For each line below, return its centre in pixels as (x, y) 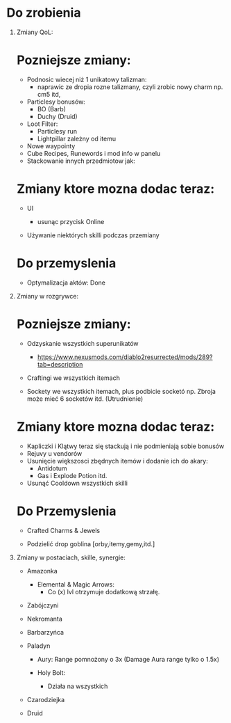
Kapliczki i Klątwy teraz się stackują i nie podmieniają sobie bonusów (126, 446)
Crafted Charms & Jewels (63, 530)
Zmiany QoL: (35, 32)
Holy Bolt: (51, 672)
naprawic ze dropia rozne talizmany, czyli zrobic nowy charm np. (130, 87)
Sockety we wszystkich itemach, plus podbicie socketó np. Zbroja (121, 391)
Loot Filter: (42, 124)
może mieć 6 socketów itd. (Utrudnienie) (85, 399)
